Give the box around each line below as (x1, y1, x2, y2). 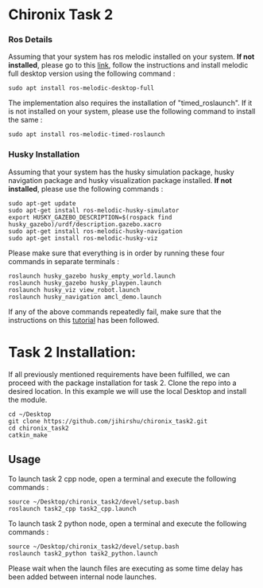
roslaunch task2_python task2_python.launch (8, 549, 158, 558)
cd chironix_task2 (8, 424, 69, 432)
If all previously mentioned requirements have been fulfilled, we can (8, 369, 230, 379)
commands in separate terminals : (8, 256, 119, 266)
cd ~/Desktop (8, 410, 52, 419)
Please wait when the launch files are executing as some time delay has (8, 563, 243, 573)
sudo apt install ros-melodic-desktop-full (8, 84, 155, 92)
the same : (8, 115, 43, 125)
